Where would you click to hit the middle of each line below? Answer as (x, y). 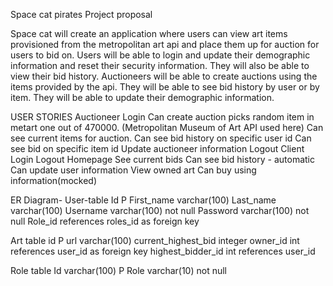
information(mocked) (54, 180)
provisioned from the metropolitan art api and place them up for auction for (165, 44)
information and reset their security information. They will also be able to (160, 65)
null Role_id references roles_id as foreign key (105, 221)
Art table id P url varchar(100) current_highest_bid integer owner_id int (155, 240)
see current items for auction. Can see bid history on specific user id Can (161, 138)
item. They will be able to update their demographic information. (142, 97)
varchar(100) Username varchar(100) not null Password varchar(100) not (160, 210)
